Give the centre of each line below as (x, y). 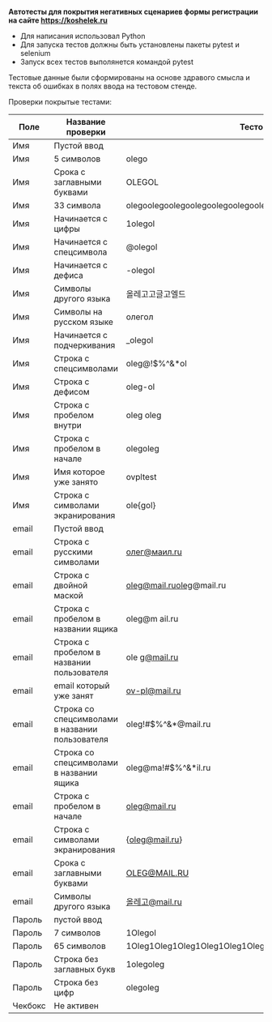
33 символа (77, 205)
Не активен (76, 1006)
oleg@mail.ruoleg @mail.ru (176, 585)
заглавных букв (85, 969)
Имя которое (79, 472)
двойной (71, 585)
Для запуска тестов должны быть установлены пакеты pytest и (130, 45)
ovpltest (141, 477)
